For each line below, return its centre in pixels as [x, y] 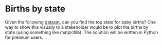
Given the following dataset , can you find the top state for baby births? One [81, 22]
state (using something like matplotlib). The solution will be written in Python [81, 32]
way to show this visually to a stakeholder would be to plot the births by [77, 27]
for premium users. [24, 37]
